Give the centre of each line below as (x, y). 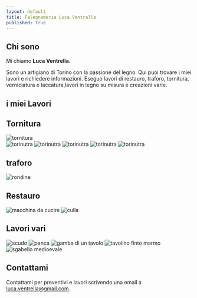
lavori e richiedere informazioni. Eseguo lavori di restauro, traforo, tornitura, (98, 79)
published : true (26, 23)
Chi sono (23, 47)
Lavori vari (26, 229)
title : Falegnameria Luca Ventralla (51, 17)
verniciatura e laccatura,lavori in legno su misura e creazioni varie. (87, 85)
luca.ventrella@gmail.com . (38, 289)
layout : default (26, 12)
